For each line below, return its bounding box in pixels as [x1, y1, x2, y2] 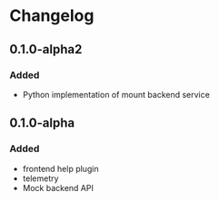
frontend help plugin [22, 163, 99, 174]
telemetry [22, 173, 59, 184]
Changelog [9, 5, 95, 26]
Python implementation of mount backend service [22, 89, 211, 100]
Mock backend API [22, 182, 94, 193]
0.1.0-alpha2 [9, 42, 83, 57]
